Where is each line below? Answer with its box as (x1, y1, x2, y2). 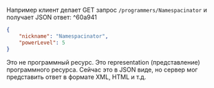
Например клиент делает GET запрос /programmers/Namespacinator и (6, 6, 207, 14)
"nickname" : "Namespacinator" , (19, 32, 109, 40)
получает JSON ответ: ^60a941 (6, 13, 97, 21)
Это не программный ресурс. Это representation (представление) (6, 58, 200, 66)
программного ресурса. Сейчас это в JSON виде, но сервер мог (6, 65, 198, 74)
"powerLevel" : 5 (19, 39, 66, 46)
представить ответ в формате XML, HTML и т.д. (6, 72, 147, 81)
